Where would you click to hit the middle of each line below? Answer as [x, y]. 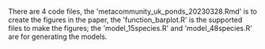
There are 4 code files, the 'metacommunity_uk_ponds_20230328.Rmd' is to [132, 11]
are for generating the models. [58, 36]
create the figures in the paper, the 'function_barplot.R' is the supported [125, 20]
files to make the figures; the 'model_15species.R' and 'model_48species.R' [131, 28]
